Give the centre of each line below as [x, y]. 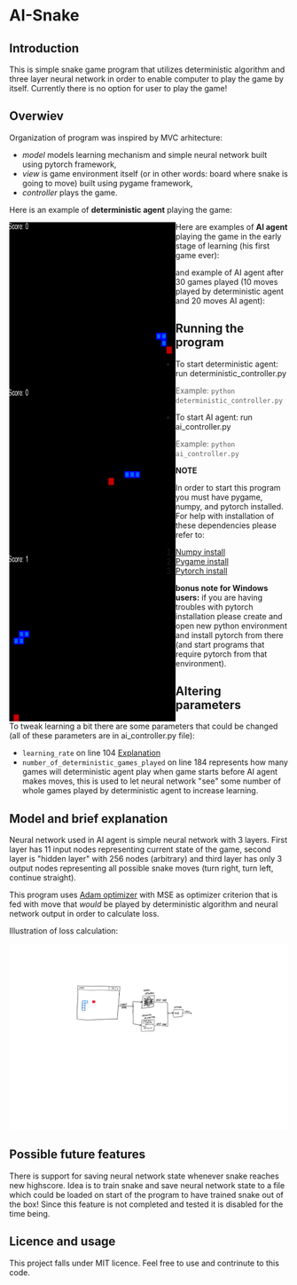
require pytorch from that [222, 654]
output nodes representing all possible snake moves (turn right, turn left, [141, 868]
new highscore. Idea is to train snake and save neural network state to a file [147, 1185]
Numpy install [201, 552]
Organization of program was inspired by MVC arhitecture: [116, 138]
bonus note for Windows [222, 587]
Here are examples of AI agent [232, 226]
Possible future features [78, 1155]
